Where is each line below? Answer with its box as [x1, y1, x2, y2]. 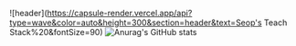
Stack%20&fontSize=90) [9, 27, 103, 37]
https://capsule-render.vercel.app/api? [47, 8, 193, 18]
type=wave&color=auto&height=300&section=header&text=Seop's [9, 17, 262, 28]
